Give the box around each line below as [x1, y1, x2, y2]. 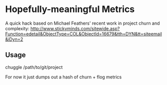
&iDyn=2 [5, 36, 24, 42]
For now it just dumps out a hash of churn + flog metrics [5, 74, 122, 80]
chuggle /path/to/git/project [5, 64, 63, 70]
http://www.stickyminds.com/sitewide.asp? [30, 25, 120, 31]
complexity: [5, 25, 30, 31]
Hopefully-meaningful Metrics [5, 4, 135, 15]
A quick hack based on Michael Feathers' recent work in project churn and [5, 20, 160, 26]
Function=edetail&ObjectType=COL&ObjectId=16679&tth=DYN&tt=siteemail [5, 31, 162, 37]
